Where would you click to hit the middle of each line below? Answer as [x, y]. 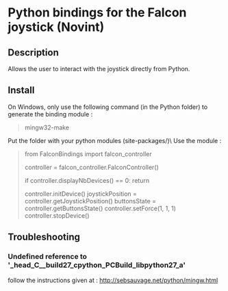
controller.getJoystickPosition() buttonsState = [90, 201]
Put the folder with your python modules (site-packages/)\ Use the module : [115, 140]
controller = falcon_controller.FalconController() [92, 167]
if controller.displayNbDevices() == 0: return [87, 180]
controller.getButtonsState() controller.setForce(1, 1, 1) [100, 208]
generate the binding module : [50, 114]
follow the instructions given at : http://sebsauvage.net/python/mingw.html [113, 280]
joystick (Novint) [56, 27]
